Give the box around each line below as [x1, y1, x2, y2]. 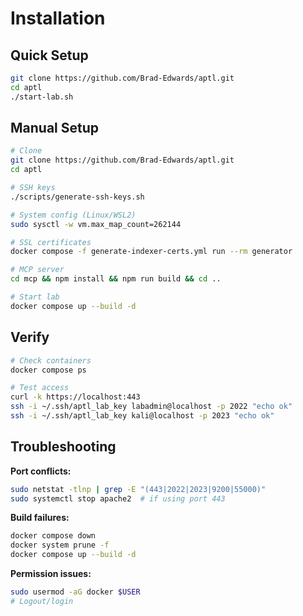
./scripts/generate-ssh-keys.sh [10, 192, 145, 202]
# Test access [10, 383, 70, 393]
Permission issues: [10, 568, 92, 580]
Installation [10, 7, 106, 30]
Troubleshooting [10, 438, 117, 456]
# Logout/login [10, 596, 74, 606]
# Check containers [10, 355, 92, 366]
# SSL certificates [10, 237, 92, 247]
